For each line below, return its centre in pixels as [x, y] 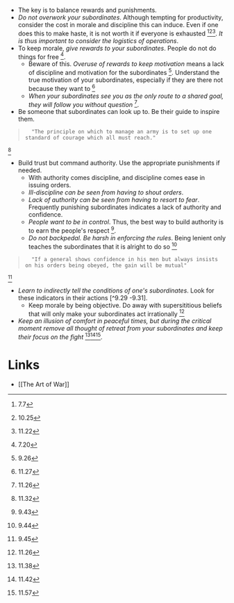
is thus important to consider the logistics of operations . [98, 40]
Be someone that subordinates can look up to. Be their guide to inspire [119, 112]
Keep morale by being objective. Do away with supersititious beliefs [125, 305]
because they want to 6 [62, 88]
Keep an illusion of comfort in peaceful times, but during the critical [115, 321]
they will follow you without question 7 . [84, 104]
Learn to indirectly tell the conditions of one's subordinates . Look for [116, 290]
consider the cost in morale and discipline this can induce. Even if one [118, 25]
